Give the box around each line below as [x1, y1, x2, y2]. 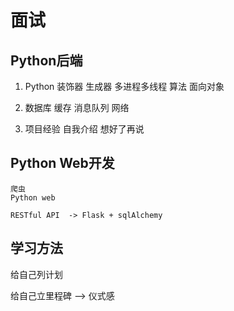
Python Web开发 [10, 155, 115, 172]
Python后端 [10, 52, 83, 69]
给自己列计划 [10, 268, 63, 280]
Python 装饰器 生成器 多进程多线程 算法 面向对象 [24, 81, 225, 92]
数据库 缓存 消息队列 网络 [24, 102, 130, 113]
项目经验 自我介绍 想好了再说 [24, 123, 145, 135]
